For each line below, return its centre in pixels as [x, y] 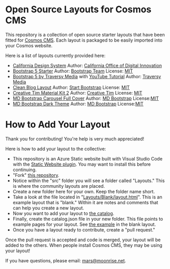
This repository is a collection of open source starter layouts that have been [85, 34]
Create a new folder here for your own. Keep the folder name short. [84, 191]
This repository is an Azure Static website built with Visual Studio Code [88, 158]
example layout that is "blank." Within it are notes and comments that [86, 202]
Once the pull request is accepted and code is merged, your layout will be [83, 240]
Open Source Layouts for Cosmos [79, 10]
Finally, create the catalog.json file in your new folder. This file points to [88, 219]
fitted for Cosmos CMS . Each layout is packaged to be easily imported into [84, 40]
